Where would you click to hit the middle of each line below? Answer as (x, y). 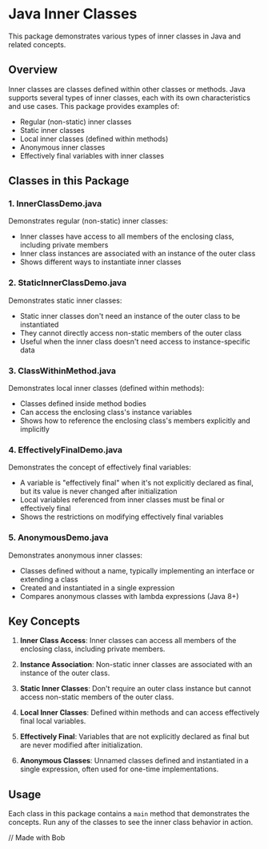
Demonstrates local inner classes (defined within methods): (106, 388)
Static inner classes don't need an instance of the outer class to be (130, 316)
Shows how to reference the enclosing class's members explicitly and (135, 420)
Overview (33, 70)
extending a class (49, 579)
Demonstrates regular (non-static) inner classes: (88, 221)
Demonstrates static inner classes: (65, 300)
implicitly (35, 429)
